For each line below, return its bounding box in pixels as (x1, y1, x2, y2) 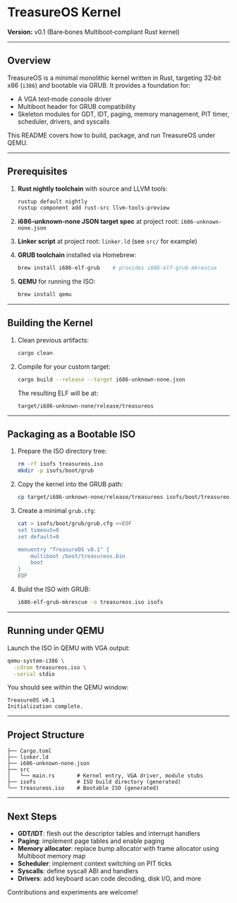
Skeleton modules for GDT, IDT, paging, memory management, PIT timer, (17, 110, 229, 118)
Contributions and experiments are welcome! (7, 888, 138, 896)
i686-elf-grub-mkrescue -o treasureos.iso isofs (17, 598, 164, 606)
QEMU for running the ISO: (17, 277, 96, 286)
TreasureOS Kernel (7, 4, 121, 20)
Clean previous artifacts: (17, 336, 90, 344)
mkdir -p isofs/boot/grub (17, 467, 94, 474)
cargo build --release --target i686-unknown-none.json (17, 376, 186, 383)
